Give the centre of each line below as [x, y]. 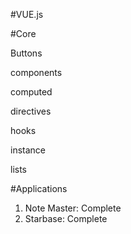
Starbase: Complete [66, 218]
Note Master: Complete [73, 208]
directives [31, 111]
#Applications [39, 188]
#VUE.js [27, 14]
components [36, 72]
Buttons [26, 53]
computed [31, 92]
